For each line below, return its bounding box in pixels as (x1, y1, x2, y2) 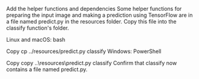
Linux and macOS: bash (6, 36, 66, 43)
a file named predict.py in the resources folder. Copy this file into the (6, 18, 177, 25)
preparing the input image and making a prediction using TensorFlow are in (6, 11, 193, 19)
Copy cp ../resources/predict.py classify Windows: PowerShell (6, 48, 162, 55)
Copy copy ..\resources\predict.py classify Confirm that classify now (6, 60, 177, 66)
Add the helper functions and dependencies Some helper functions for (6, 5, 182, 12)
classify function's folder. (6, 24, 69, 31)
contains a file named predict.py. (6, 66, 88, 73)
